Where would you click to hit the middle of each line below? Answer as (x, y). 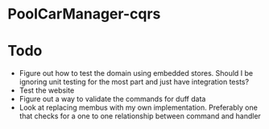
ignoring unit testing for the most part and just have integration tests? (134, 82)
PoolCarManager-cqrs (84, 14)
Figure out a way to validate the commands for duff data (112, 99)
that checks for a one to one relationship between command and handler (140, 116)
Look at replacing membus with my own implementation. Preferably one (139, 108)
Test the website (47, 90)
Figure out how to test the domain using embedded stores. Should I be (136, 73)
